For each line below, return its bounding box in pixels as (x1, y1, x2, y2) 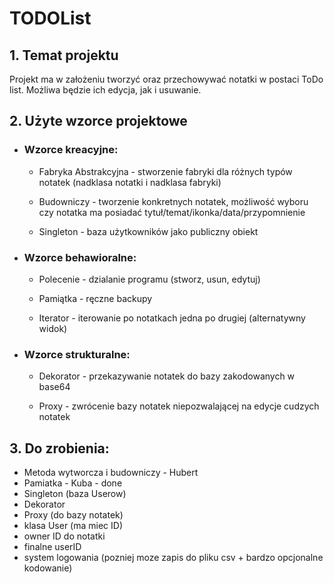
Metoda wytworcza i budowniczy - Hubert (23, 467, 199, 479)
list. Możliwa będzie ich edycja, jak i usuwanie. (9, 84, 202, 96)
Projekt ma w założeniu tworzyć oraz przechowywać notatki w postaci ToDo (9, 73, 324, 85)
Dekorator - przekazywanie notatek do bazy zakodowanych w (38, 370, 296, 382)
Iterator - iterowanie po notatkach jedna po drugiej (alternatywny (38, 312, 306, 324)
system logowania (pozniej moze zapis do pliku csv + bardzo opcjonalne (23, 552, 324, 564)
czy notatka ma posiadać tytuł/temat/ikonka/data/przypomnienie (38, 206, 306, 218)
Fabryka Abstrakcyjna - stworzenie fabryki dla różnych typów (38, 165, 293, 177)
